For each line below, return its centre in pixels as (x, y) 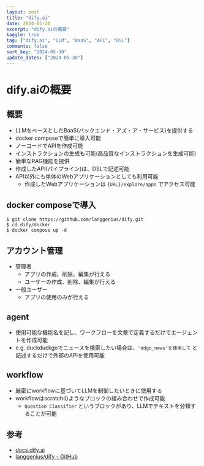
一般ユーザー (31, 289)
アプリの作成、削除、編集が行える (67, 274)
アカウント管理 (35, 250)
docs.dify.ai (30, 450)
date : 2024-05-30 (28, 23)
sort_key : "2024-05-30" (37, 52)
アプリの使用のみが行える (57, 297)
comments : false (27, 47)
